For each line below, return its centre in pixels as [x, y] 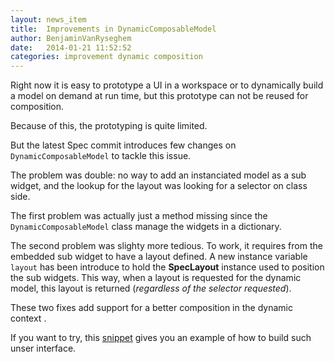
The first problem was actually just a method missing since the [139, 216]
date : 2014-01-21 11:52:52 [71, 47]
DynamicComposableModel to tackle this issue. [101, 156]
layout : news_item [48, 19]
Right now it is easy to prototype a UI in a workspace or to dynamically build [167, 85]
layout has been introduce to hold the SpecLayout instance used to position [167, 267]
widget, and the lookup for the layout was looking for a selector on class [159, 186]
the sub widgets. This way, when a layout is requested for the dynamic [156, 278]
